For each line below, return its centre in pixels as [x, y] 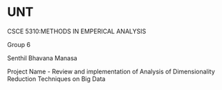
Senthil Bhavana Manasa [42, 58]
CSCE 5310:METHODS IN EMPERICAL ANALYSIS [77, 31]
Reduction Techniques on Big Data [56, 79]
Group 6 [19, 44]
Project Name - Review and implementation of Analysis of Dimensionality [111, 71]
